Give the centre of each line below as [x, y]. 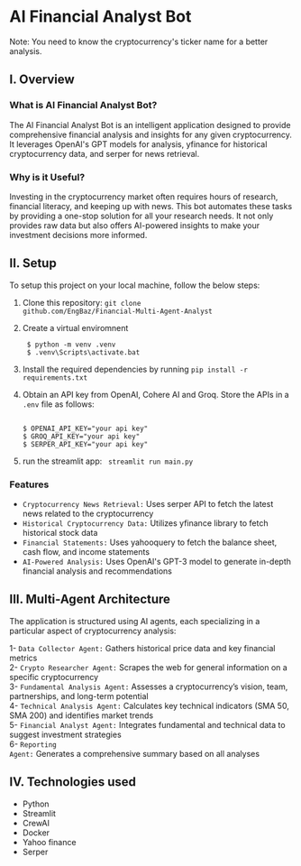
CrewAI [36, 823]
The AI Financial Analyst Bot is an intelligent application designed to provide [150, 124]
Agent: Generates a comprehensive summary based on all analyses [134, 753]
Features [29, 484]
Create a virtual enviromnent [75, 327]
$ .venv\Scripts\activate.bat [83, 352]
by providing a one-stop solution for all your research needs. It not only [141, 216]
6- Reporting [33, 744]
